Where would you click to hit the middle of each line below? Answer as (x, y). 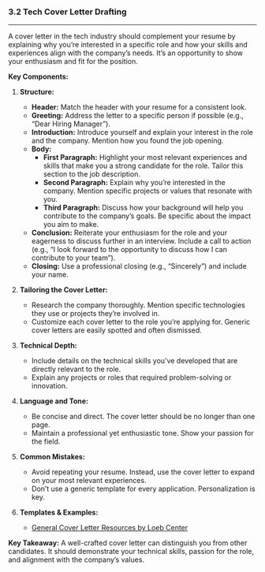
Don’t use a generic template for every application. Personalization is (143, 489)
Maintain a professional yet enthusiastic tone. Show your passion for (142, 433)
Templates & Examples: (59, 513)
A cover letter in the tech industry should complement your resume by (122, 36)
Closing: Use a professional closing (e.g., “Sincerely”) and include (139, 266)
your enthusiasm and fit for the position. (73, 61)
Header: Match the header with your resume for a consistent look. (139, 107)
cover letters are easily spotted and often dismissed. (117, 330)
